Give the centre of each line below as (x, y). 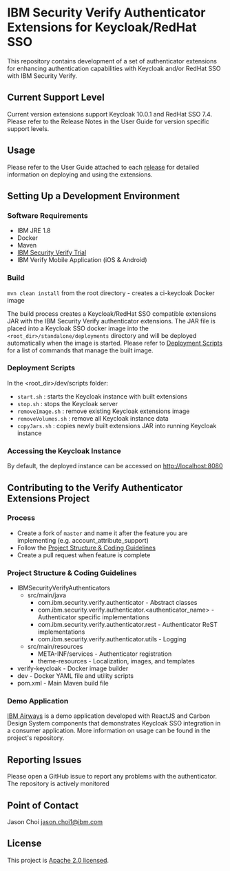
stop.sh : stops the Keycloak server (67, 403)
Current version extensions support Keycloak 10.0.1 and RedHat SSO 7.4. (109, 114)
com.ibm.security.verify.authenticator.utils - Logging (112, 639)
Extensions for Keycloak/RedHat (102, 27)
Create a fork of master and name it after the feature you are (102, 533)
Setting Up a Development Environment (94, 196)
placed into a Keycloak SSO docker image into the (78, 328)
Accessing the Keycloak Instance (64, 451)
